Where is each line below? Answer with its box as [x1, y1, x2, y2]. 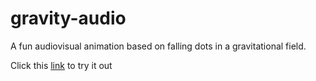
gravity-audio [10, 7, 127, 30]
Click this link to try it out [10, 59, 113, 71]
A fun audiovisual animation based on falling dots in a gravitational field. [10, 40, 307, 52]
